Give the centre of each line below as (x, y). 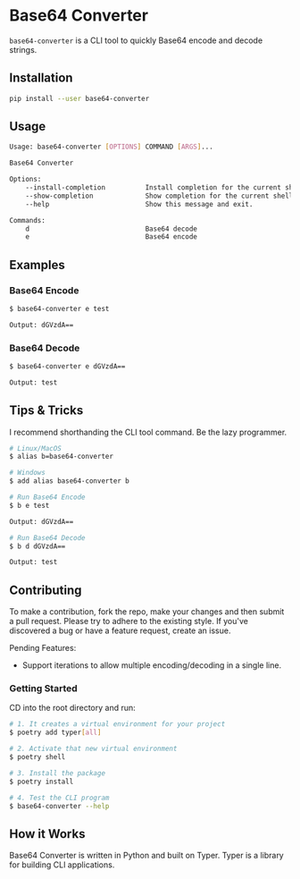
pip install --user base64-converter (79, 98)
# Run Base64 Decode (48, 537)
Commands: (28, 220)
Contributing (46, 590)
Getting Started (43, 689)
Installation (41, 78)
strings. (23, 49)
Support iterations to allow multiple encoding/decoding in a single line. (152, 665)
